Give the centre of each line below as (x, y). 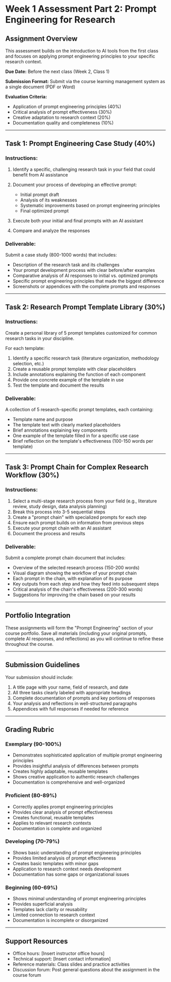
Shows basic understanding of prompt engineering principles (77, 852)
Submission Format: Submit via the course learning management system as (85, 81)
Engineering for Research (60, 20)
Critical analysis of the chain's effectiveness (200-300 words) (78, 589)
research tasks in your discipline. (40, 338)
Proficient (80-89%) (31, 795)
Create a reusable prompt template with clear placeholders (74, 369)
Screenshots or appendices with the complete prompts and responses (86, 286)
